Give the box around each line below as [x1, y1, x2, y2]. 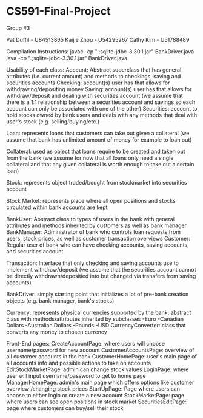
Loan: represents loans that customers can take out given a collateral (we [6, 129, 190, 137]
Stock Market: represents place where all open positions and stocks [6, 197, 176, 204]
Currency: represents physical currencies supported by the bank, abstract [6, 309, 191, 316]
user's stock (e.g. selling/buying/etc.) [6, 117, 100, 125]
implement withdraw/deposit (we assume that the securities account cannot [6, 266, 196, 273]
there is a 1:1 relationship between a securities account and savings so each [6, 98, 196, 106]
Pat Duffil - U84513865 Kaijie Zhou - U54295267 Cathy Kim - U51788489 [6, 36, 190, 43]
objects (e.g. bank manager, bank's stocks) [6, 296, 115, 304]
